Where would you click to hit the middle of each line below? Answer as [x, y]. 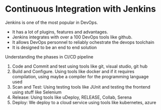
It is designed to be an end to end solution [54, 47]
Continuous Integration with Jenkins [80, 9]
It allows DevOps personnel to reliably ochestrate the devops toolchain [83, 42]
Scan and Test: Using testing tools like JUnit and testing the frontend [81, 87]
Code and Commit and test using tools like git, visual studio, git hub [80, 66]
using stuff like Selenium [37, 92]
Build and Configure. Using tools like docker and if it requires [73, 71]
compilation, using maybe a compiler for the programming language [80, 76]
